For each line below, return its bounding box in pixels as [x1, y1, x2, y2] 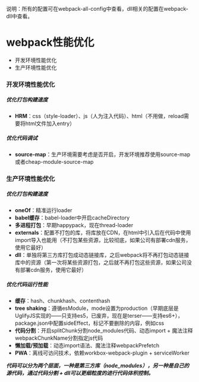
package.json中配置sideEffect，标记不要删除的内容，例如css [14, 319, 165, 327]
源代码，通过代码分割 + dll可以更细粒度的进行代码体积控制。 [6, 369, 154, 377]
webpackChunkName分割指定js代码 [14, 334, 103, 341]
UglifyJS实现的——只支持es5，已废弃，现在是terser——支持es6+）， [14, 312, 183, 319]
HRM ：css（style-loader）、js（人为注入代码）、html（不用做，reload [14, 112, 184, 119]
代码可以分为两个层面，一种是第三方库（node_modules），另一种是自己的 [6, 362, 189, 369]
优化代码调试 [6, 135, 37, 142]
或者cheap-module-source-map [14, 158, 94, 165]
